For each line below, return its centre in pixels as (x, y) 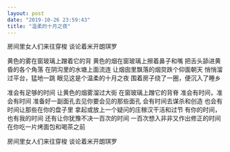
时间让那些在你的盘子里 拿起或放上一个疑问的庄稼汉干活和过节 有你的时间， (114, 110)
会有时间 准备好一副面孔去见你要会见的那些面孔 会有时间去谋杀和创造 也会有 (115, 101)
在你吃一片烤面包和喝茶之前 (46, 127)
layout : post (26, 13)
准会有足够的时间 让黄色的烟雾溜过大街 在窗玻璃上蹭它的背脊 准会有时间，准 (115, 92)
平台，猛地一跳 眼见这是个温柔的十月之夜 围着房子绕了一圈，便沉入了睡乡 (117, 78)
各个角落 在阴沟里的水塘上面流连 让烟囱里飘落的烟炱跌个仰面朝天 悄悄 (118, 70)
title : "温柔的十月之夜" (39, 26)
